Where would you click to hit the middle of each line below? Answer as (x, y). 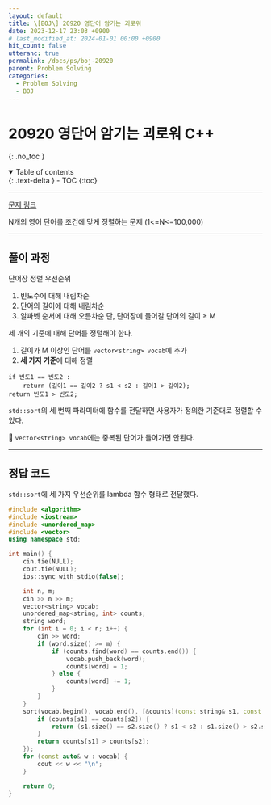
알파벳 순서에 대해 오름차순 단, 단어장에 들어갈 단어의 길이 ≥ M (118, 316)
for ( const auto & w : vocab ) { (75, 757)
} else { (66, 674)
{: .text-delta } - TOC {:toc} (53, 181)
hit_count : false (38, 46)
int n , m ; (40, 591)
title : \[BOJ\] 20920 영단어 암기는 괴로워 (75, 23)
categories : (28, 76)
